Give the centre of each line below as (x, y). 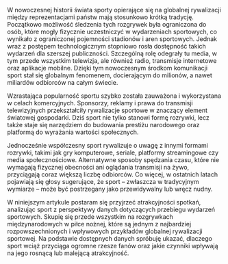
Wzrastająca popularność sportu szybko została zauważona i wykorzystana (114, 96)
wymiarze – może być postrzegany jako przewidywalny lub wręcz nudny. (110, 189)
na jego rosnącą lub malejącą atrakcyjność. (68, 253)
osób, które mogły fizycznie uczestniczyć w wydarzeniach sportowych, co (112, 31)
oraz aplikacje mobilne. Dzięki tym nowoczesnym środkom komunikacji (107, 68)
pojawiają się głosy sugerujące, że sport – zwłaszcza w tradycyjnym (103, 182)
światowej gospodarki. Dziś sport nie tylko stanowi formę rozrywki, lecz (109, 118)
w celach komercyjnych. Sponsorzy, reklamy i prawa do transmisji (100, 103)
